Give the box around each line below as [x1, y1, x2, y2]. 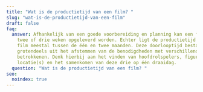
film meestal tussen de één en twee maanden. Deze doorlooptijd [17, 43, 182, 49]
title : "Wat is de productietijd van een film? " [6, 8, 134, 15]
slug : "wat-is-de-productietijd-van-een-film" [6, 15, 126, 21]
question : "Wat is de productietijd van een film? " [11, 65, 147, 71]
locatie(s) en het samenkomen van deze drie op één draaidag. [17, 59, 177, 65]
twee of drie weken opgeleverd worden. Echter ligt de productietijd [17, 37, 196, 43]
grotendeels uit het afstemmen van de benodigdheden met [17, 48, 164, 54]
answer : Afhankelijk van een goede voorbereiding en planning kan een [11, 31, 193, 38]
